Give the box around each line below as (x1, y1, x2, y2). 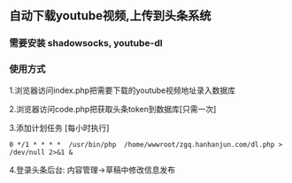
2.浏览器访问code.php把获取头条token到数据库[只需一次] (9, 103, 217, 114)
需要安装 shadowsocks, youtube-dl (9, 37, 163, 50)
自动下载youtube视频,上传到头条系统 (9, 8, 211, 24)
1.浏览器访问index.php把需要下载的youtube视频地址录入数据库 (9, 85, 236, 95)
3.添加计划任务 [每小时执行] (9, 122, 110, 133)
